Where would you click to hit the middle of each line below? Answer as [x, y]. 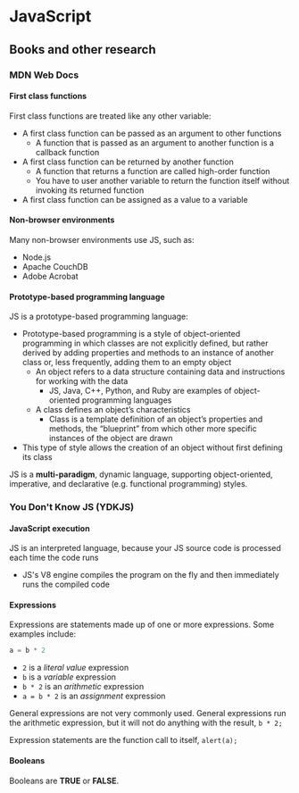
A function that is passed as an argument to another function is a [155, 142]
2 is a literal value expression [75, 668]
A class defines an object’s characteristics [113, 410]
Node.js [37, 257]
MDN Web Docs [44, 75]
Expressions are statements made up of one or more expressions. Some [142, 625]
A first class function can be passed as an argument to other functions [152, 133]
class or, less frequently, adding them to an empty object [127, 363]
